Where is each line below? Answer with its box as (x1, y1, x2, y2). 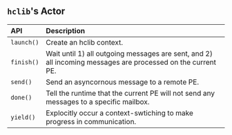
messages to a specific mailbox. (46, 96, 150, 106)
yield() (10, 113, 36, 121)
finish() (10, 58, 39, 66)
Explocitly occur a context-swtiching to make (46, 108, 193, 118)
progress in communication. (46, 116, 137, 126)
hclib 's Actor (7, 6, 66, 17)
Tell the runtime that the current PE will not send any (46, 88, 215, 98)
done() (10, 93, 32, 101)
